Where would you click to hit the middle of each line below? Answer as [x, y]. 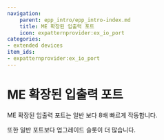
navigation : [24, 13]
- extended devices [35, 46]
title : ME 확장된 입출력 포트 [57, 26]
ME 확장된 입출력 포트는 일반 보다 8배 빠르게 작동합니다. [82, 115]
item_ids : [21, 52]
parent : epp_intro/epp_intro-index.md [75, 20]
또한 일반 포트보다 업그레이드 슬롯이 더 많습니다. [72, 130]
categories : [24, 39]
